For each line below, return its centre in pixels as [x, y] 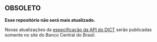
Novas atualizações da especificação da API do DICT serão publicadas [78, 30]
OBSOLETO [23, 8]
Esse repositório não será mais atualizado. [50, 20]
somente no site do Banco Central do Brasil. [50, 35]
